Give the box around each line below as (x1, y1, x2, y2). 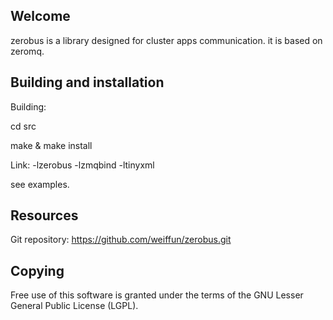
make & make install (10, 139, 93, 151)
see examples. (10, 178, 70, 190)
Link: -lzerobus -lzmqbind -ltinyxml (10, 159, 155, 171)
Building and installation (10, 74, 165, 91)
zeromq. (10, 45, 45, 57)
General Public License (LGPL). (10, 300, 139, 312)
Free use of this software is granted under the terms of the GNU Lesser (10, 289, 304, 301)
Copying (10, 262, 65, 279)
